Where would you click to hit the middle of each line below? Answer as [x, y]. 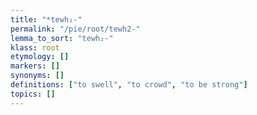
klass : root [35, 47]
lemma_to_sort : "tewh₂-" [62, 38]
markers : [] [35, 66]
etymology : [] [40, 57]
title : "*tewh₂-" [46, 19]
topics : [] [33, 94]
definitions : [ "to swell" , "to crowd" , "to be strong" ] [129, 85]
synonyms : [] [37, 76]
